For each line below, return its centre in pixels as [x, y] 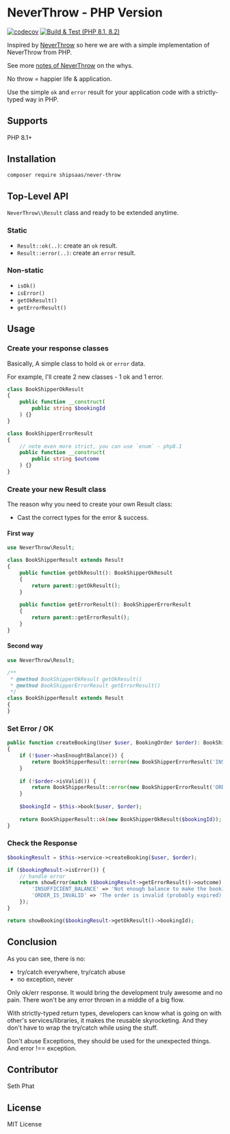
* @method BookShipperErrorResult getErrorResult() [85, 685]
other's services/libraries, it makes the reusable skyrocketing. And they [107, 1020]
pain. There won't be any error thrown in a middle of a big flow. [96, 1000]
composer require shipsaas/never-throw [64, 175]
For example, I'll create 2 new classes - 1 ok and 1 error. [85, 377]
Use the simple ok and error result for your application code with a [101, 92]
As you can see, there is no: [46, 958]
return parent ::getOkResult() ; [76, 586]
